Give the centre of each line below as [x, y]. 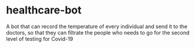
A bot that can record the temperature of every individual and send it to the [97, 26]
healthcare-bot [44, 10]
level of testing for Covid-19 [40, 39]
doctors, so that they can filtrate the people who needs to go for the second [98, 32]
